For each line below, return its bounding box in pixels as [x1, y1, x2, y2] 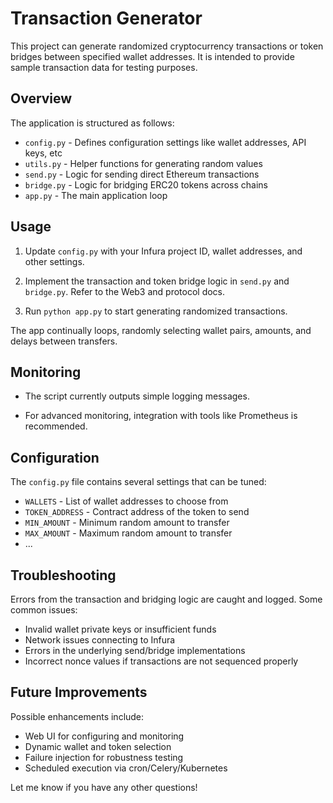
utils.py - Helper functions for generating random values [24, 157, 263, 169]
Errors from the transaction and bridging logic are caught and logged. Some [10, 593, 323, 605]
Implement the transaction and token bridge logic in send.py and [24, 275, 290, 287]
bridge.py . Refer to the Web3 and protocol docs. [24, 285, 226, 297]
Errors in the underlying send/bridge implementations [24, 645, 246, 656]
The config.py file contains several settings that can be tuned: [10, 476, 267, 488]
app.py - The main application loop [24, 189, 168, 201]
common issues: [10, 604, 78, 616]
